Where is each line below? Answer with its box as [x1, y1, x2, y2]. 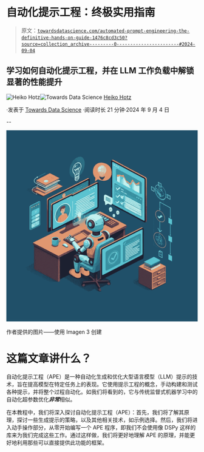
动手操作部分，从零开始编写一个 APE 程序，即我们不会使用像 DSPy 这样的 [11, 423, 196, 431]
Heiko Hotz [103, 93, 132, 101]
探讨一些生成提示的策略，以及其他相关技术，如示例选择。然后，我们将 [16, 416, 192, 423]
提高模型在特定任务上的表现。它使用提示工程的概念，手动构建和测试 [27, 380, 198, 388]
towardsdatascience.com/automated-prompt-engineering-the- [37, 28, 190, 34]
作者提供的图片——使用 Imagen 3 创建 [6, 328, 102, 336]
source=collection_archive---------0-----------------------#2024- [21, 41, 195, 47]
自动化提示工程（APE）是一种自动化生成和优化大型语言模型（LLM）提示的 [6, 373, 192, 380]
